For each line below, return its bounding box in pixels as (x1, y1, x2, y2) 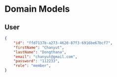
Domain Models (4, 3, 70, 15)
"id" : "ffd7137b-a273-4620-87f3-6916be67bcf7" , (13, 40, 113, 45)
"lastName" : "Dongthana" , (13, 50, 67, 54)
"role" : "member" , (13, 63, 51, 68)
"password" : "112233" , (13, 59, 60, 64)
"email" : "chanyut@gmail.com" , (13, 54, 78, 59)
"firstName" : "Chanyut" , (13, 45, 64, 50)
